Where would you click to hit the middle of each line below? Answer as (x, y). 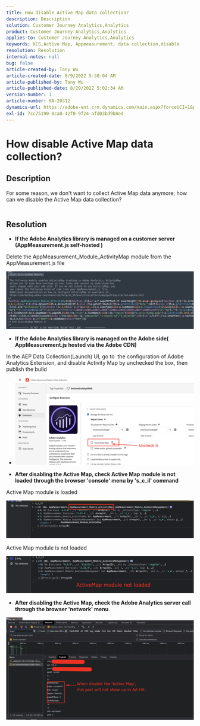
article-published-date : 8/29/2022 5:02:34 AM (65, 89)
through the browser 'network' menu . (62, 609)
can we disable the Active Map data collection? (64, 199)
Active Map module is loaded (42, 492)
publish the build (26, 369)
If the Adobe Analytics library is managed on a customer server (95, 239)
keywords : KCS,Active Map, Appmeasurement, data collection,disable (93, 44)
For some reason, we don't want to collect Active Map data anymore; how (97, 193)
